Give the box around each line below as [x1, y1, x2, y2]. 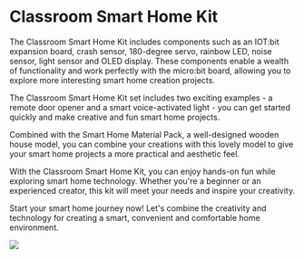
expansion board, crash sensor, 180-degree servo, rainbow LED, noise [9, 45, 272, 56]
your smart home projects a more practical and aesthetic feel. [9, 148, 240, 159]
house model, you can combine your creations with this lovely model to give [9, 139, 294, 149]
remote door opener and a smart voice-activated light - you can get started [9, 101, 291, 112]
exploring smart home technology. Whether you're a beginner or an [9, 175, 261, 187]
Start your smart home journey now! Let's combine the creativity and [9, 202, 267, 214]
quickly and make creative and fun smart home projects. [9, 111, 221, 122]
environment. [9, 222, 59, 233]
